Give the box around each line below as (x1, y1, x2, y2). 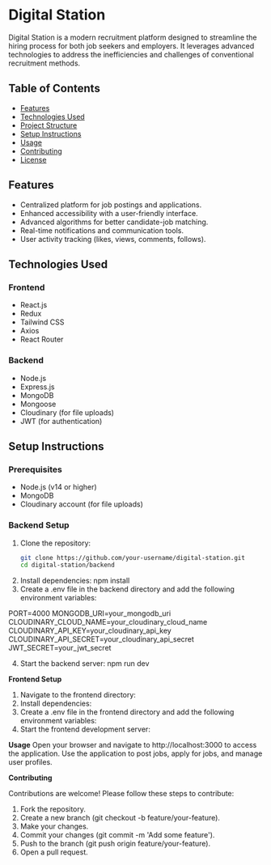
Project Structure (19, 120, 78, 130)
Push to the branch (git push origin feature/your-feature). (19, 839, 211, 849)
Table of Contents (8, 82, 101, 95)
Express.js (19, 382, 55, 392)
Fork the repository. (19, 804, 87, 814)
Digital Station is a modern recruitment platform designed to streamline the (8, 32, 257, 42)
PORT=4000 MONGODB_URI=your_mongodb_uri (8, 608, 171, 618)
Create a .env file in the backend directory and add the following (19, 584, 235, 594)
